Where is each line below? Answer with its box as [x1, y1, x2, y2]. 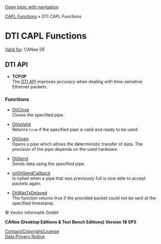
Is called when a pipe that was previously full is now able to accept [12, 176, 146, 181]
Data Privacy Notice [5, 234, 45, 240]
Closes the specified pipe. [12, 112, 64, 118]
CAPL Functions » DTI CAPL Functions [5, 14, 82, 19]
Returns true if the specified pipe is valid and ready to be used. [12, 127, 139, 132]
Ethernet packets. [12, 83, 48, 89]
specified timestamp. [12, 200, 54, 206]
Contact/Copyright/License [5, 228, 60, 234]
